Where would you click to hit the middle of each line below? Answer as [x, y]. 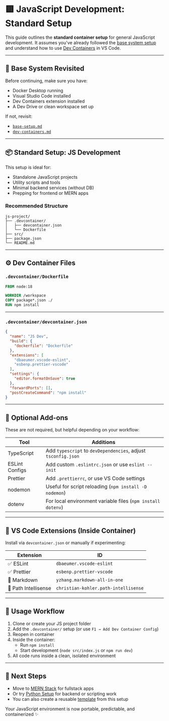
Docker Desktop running [38, 90]
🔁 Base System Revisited [45, 69]
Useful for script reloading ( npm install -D [96, 487]
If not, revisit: [19, 116]
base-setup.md [27, 126]
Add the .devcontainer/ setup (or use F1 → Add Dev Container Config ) [86, 629]
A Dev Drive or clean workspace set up [53, 106]
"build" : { [21, 341]
